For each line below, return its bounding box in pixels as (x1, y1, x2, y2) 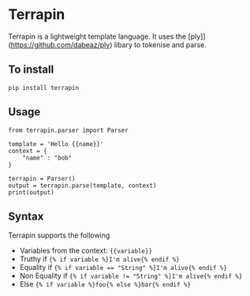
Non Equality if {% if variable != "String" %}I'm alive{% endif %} (19, 271, 243, 281)
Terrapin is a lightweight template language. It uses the (8, 32, 187, 41)
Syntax (8, 209, 44, 223)
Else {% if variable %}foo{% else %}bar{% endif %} (19, 279, 192, 289)
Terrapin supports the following (8, 230, 110, 240)
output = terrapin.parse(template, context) (8, 182, 157, 189)
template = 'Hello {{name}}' (8, 140, 104, 148)
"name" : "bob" (22, 154, 73, 162)
